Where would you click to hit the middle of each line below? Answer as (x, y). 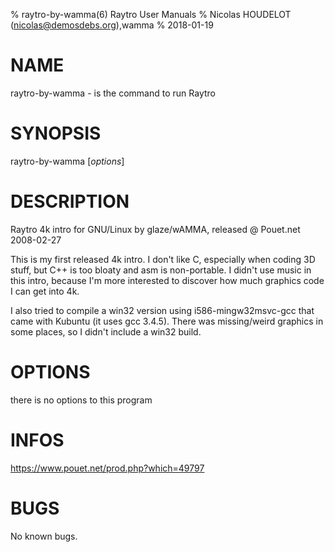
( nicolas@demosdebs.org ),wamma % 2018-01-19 (112, 25)
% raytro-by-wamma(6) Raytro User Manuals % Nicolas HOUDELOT (151, 14)
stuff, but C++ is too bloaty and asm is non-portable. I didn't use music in (161, 270)
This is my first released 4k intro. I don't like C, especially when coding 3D (163, 259)
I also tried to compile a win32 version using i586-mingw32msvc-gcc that (162, 310)
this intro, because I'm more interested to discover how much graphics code (167, 280)
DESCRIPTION (70, 201)
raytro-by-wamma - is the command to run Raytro (113, 93)
